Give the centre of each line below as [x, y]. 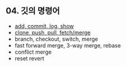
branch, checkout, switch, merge [56, 39]
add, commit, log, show [44, 26]
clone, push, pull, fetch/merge [52, 32]
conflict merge [33, 52]
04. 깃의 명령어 [33, 11]
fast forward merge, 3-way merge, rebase [67, 45]
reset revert [29, 58]
